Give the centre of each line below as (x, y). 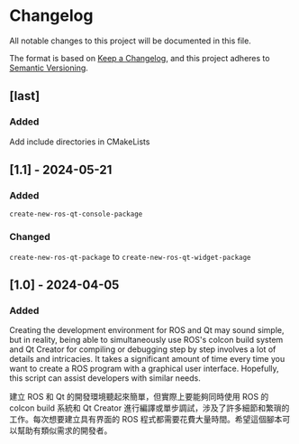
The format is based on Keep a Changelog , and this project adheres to (140, 58)
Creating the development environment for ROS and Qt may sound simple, (147, 330)
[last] (25, 96)
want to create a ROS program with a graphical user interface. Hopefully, (144, 369)
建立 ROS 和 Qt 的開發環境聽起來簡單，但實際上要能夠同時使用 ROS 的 (139, 397)
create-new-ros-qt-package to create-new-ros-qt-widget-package (130, 256)
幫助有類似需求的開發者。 (64, 430)
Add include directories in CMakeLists (80, 142)
